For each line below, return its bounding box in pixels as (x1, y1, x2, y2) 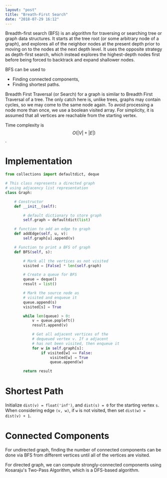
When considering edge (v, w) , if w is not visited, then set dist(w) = (5, 407, 146, 413)
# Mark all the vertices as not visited (23, 258, 108, 263)
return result (23, 368, 52, 374)
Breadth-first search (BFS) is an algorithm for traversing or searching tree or (5, 30, 162, 36)
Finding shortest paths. (12, 81, 60, 87)
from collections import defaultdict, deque (5, 172, 99, 177)
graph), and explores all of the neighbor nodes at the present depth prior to (5, 41, 160, 47)
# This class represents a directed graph (5, 181, 95, 186)
